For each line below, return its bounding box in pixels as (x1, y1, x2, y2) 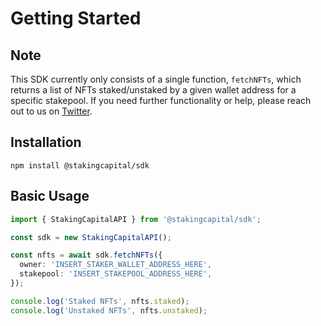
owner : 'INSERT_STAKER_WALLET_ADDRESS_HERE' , (19, 260, 213, 270)
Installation (10, 134, 82, 151)
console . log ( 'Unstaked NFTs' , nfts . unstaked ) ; (10, 305, 208, 316)
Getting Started (10, 7, 142, 30)
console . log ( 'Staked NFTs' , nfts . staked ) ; (10, 296, 190, 306)
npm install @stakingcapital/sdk (10, 160, 150, 171)
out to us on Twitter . (10, 105, 93, 117)
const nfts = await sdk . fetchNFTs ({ (10, 250, 163, 261)
